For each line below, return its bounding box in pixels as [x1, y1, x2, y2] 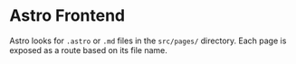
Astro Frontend [9, 5, 125, 26]
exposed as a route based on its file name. [9, 44, 167, 55]
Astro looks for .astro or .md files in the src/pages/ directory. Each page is [9, 35, 287, 46]
